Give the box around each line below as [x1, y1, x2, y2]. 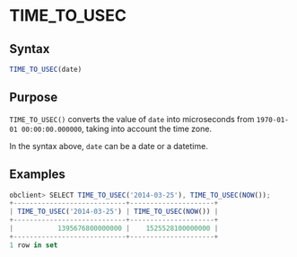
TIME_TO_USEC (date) [9, 65, 83, 74]
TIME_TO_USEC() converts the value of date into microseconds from [9, 113, 255, 124]
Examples [9, 167, 66, 182]
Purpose [9, 90, 58, 105]
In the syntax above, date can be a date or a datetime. [9, 140, 208, 151]
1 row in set [9, 240, 58, 250]
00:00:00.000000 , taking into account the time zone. [21, 123, 213, 134]
